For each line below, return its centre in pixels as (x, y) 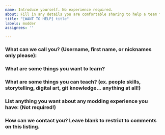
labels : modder (21, 23)
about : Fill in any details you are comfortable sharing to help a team (81, 14)
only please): (21, 55)
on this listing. (23, 127)
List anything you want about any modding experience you (77, 101)
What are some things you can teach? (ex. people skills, (73, 81)
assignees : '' (20, 28)
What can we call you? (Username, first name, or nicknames (78, 50)
